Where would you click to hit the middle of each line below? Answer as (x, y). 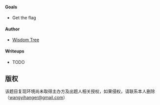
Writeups (15, 51)
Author (12, 29)
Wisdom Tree (26, 40)
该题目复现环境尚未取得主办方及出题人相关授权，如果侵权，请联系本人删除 (80, 91)
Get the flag (24, 18)
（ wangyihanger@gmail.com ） (36, 98)
